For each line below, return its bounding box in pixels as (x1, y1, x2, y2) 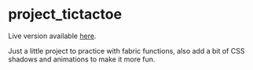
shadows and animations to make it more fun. (8, 54, 156, 64)
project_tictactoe (8, 5, 123, 23)
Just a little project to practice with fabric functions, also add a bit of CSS (8, 46, 245, 55)
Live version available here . (8, 31, 97, 40)
